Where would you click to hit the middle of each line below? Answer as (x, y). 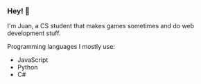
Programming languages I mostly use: (61, 47)
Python (27, 67)
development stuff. (34, 33)
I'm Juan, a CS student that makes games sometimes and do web (101, 26)
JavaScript (33, 60)
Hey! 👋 (18, 11)
